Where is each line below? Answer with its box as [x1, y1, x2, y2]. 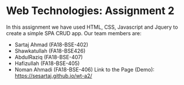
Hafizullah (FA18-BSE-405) [14, 60, 80, 67]
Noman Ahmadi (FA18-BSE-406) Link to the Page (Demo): [14, 66, 155, 73]
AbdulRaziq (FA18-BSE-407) [14, 53, 83, 60]
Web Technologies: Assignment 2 [6, 4, 175, 18]
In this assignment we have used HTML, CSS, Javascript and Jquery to [6, 23, 178, 30]
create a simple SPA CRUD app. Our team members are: [6, 29, 142, 36]
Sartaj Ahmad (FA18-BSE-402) [14, 41, 89, 48]
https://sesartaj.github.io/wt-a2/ [14, 72, 92, 79]
